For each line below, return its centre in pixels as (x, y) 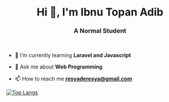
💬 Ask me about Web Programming (59, 67)
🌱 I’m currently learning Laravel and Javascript (73, 55)
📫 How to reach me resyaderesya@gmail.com (73, 79)
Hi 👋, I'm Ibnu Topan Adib (100, 12)
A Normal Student (100, 31)
